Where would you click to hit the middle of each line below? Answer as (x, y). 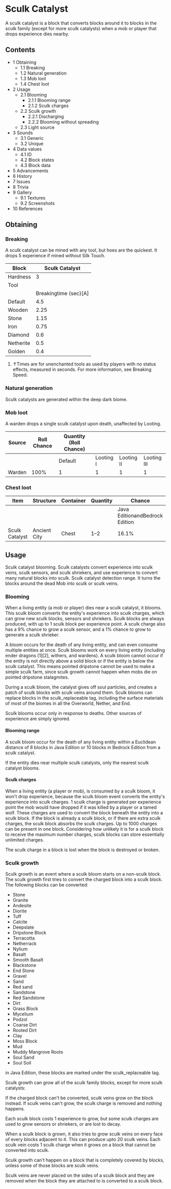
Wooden (18, 310)
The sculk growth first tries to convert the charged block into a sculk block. (84, 880)
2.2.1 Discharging (46, 116)
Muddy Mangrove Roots (38, 1052)
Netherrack (24, 944)
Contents (20, 50)
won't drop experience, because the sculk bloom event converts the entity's (85, 796)
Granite (20, 900)
